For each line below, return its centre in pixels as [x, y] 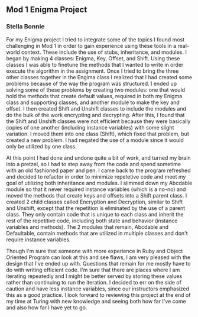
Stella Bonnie [25, 27]
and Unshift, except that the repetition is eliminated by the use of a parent [96, 208]
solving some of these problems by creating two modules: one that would [95, 90]
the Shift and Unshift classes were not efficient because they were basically [98, 121]
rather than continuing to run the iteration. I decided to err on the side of [94, 282]
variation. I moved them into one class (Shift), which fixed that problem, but [98, 134]
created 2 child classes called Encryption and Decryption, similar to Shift [95, 202]
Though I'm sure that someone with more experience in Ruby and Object [95, 251]
